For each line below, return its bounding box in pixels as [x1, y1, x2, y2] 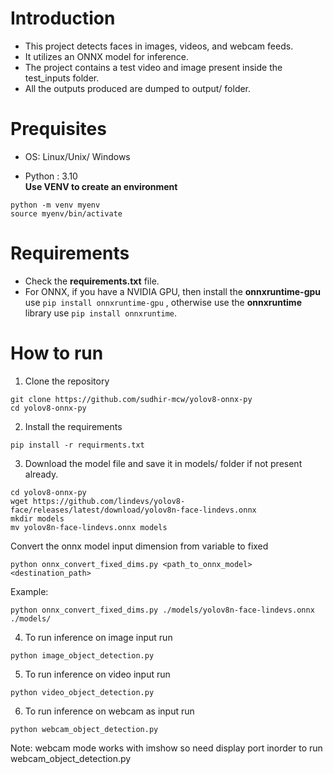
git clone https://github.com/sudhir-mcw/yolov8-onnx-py [10, 394, 253, 404]
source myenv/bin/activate [10, 208, 123, 219]
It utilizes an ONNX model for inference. [24, 50, 190, 62]
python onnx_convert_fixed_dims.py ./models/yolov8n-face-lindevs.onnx [10, 605, 315, 615]
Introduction [10, 7, 116, 30]
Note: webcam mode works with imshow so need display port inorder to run [10, 742, 323, 754]
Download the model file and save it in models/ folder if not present [24, 457, 303, 469]
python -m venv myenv [10, 200, 101, 210]
